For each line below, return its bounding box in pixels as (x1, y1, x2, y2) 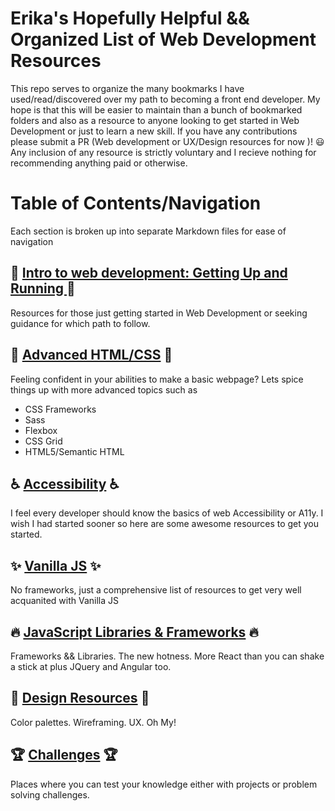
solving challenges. (10, 788, 90, 801)
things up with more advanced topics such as (10, 383, 198, 396)
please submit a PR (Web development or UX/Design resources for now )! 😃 (10, 135, 325, 147)
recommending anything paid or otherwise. (10, 157, 188, 169)
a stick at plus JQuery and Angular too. (10, 660, 172, 672)
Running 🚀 (10, 280, 76, 297)
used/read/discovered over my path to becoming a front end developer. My (10, 93, 321, 105)
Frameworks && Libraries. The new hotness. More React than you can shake (10, 650, 325, 662)
